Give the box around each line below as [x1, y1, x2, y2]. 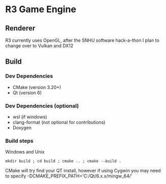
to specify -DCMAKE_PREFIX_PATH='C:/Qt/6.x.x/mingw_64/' [5, 173, 133, 179]
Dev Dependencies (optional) [5, 102, 79, 109]
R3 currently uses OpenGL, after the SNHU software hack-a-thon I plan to [5, 37, 160, 43]
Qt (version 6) [12, 89, 42, 96]
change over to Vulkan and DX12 [5, 43, 74, 49]
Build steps [5, 137, 34, 144]
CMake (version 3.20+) [12, 84, 61, 90]
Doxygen [12, 125, 32, 131]
